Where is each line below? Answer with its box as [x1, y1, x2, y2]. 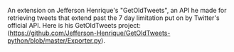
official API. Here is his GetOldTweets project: [7, 21, 141, 29]
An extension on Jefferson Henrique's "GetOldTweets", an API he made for [7, 6, 227, 14]
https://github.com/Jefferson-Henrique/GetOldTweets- [9, 28, 171, 37]
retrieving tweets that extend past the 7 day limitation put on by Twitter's [7, 14, 220, 22]
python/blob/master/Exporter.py [7, 36, 102, 45]
